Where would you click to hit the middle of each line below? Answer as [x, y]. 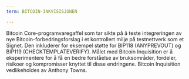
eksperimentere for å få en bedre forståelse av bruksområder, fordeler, [92, 58]
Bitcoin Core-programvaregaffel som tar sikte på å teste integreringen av [94, 33]
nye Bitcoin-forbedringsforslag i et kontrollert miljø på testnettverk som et [95, 39]
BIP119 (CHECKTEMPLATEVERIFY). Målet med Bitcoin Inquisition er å [90, 51]
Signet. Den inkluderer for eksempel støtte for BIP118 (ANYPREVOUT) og [94, 45]
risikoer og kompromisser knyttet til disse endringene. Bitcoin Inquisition [93, 64]
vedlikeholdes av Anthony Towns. [47, 70]
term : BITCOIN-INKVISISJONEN [42, 11]
